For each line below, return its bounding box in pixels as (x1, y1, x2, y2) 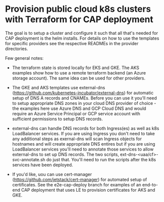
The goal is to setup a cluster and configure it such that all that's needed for (5, 30, 158, 36)
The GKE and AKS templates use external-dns (12, 84, 105, 90)
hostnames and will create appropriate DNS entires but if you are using (12, 141, 155, 147)
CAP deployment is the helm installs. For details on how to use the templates (5, 35, 160, 41)
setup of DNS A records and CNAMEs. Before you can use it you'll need (12, 95, 157, 101)
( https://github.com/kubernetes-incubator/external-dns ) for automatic (12, 90, 154, 96)
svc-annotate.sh (12, 156, 46, 162)
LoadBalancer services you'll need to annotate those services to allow (12, 146, 154, 152)
